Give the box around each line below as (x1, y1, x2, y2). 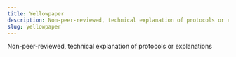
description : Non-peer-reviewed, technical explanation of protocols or (7, 17, 225, 24)
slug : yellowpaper (7, 23, 61, 30)
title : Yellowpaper (7, 10, 65, 17)
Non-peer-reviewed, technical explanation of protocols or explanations (7, 42, 213, 51)
